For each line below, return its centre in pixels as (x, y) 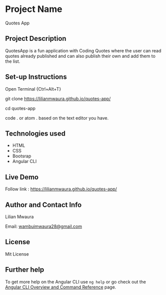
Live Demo (22, 177)
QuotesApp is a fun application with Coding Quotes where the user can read (83, 50)
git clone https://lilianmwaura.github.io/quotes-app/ (58, 99)
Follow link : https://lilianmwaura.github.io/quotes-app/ (61, 189)
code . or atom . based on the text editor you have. (57, 118)
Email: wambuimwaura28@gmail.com (44, 226)
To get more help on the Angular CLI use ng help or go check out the (76, 282)
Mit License (17, 254)
